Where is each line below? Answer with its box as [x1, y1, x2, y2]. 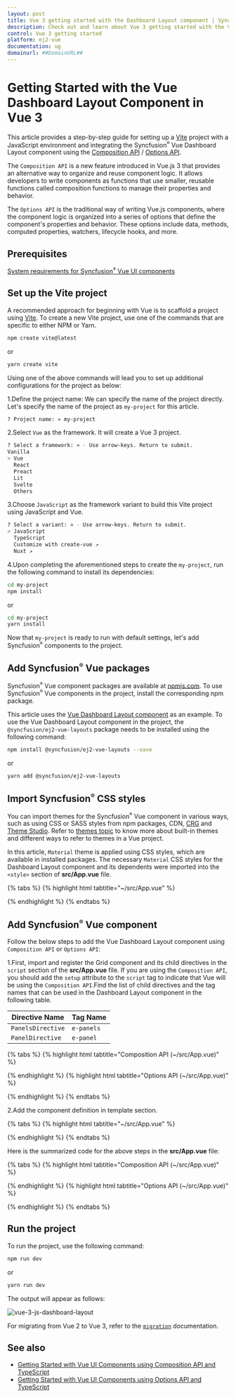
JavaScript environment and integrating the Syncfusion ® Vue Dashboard [7, 140, 216, 149]
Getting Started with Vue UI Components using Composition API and [17, 1361, 216, 1369]
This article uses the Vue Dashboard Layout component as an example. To [7, 711, 223, 719]
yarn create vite [7, 361, 58, 368]
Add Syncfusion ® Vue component [7, 918, 158, 931]
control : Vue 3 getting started [7, 30, 102, 37]
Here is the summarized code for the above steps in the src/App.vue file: [7, 1147, 220, 1156]
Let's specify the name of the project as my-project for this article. [7, 402, 199, 410]
